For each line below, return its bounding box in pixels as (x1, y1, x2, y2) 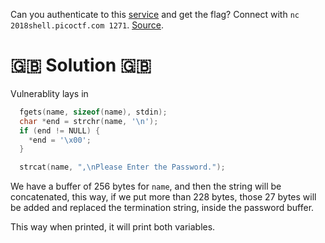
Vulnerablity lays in (10, 87, 89, 99)
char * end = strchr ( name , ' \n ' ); (19, 116, 159, 126)
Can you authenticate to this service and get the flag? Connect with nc (10, 9, 300, 20)
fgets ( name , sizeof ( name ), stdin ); (19, 107, 168, 117)
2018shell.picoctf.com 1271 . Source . (10, 19, 165, 31)
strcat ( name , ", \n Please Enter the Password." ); (19, 162, 226, 173)
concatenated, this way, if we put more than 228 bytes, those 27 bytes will (10, 191, 317, 203)
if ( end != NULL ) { (19, 125, 101, 136)
